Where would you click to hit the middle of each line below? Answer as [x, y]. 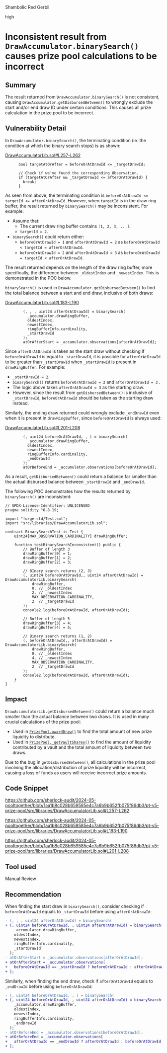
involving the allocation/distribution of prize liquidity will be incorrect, [76, 767]
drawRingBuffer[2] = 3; [47, 562]
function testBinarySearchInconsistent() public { [68, 545]
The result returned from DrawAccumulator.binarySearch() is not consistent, [83, 97]
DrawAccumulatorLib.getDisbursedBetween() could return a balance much [80, 711]
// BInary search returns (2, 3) [58, 571]
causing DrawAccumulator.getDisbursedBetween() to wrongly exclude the [79, 102]
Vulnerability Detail [36, 128]
